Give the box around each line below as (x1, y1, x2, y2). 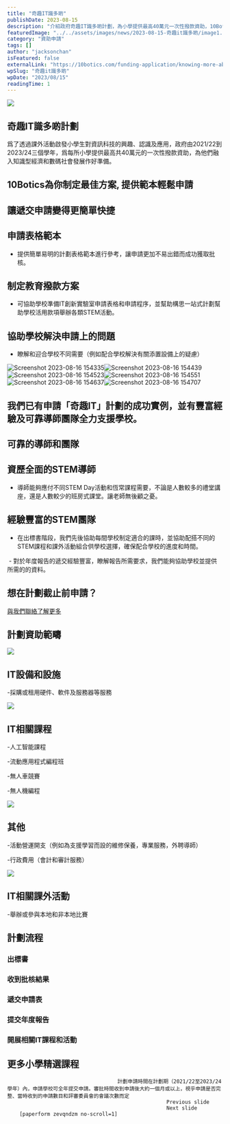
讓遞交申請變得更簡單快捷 (7, 204, 115, 216)
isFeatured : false (7, 55, 60, 62)
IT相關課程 (7, 723, 52, 735)
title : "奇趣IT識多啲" (7, 10, 67, 17)
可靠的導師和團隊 (7, 438, 79, 450)
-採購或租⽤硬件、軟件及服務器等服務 (7, 688, 112, 697)
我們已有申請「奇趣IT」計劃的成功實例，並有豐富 (7, 400, 214, 412)
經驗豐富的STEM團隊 (7, 514, 96, 526)
